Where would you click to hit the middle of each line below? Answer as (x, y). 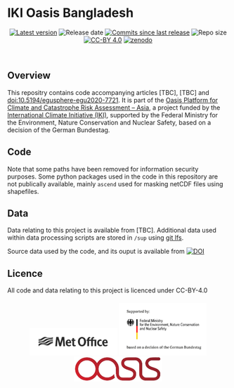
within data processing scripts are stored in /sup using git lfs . (96, 238)
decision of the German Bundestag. (59, 130)
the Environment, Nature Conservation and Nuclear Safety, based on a (109, 122)
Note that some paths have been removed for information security (103, 169)
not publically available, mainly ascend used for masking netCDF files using (115, 183)
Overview (29, 76)
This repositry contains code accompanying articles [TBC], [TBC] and (108, 92)
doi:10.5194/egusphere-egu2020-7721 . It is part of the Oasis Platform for (113, 100)
